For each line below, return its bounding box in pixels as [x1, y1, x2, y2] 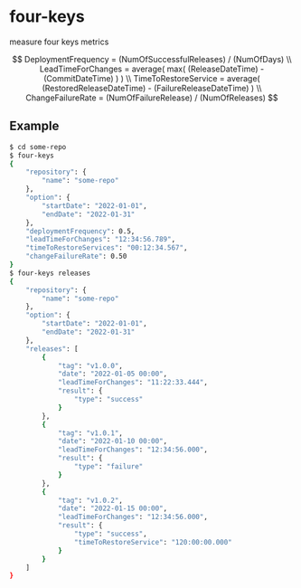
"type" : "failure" [73, 462, 144, 471]
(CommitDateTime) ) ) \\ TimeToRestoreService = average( [43, 72, 260, 83]
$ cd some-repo [9, 142, 67, 151]
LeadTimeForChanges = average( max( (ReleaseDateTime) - [39, 63, 265, 74]
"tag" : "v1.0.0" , [57, 361, 124, 370]
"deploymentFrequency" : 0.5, [25, 226, 136, 236]
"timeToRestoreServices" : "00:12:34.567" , [25, 243, 188, 252]
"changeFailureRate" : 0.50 [25, 251, 127, 261]
